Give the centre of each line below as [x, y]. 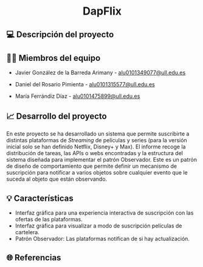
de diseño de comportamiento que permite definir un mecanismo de [92, 166]
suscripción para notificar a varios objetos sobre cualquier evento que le [97, 173]
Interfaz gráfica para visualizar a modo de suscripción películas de [98, 226]
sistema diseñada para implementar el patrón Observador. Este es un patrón [102, 160]
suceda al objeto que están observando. [57, 179]
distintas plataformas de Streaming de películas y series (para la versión [97, 140]
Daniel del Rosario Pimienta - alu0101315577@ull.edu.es [85, 85]
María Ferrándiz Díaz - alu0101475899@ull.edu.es [77, 96]
